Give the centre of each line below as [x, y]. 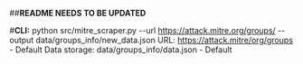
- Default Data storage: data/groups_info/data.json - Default [121, 50]
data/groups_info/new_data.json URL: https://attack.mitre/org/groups [165, 40]
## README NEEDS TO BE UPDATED [78, 13]
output [22, 40]
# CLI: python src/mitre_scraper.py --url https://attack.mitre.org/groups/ [142, 30]
